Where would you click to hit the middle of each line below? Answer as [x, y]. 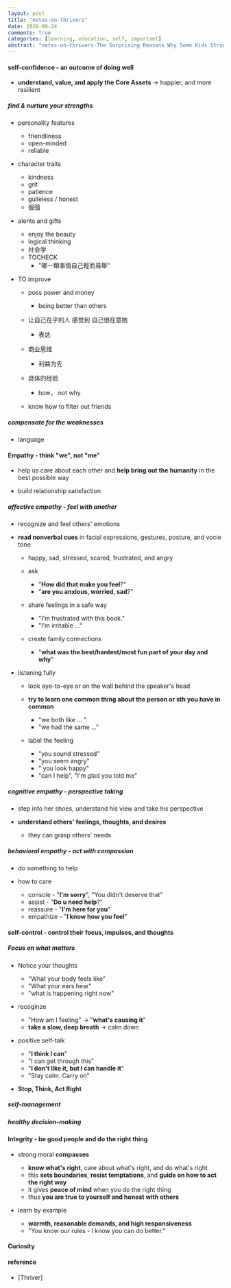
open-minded [47, 143]
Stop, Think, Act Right [49, 1088]
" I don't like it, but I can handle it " [76, 1068]
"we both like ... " [62, 720]
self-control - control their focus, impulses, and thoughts [91, 932]
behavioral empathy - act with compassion [71, 850]
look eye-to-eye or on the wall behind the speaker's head [109, 686]
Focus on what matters [41, 948]
